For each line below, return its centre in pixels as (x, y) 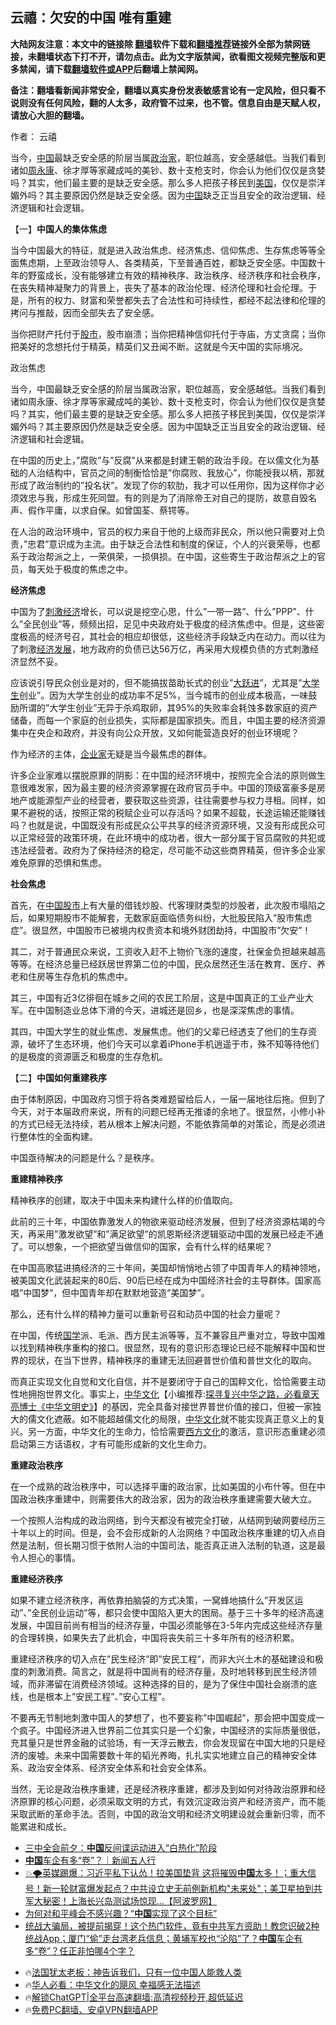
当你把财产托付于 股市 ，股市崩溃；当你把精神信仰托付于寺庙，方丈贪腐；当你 (168, 334)
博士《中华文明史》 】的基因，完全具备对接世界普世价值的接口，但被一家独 (170, 1406)
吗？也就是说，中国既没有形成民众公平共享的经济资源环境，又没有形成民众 (163, 825)
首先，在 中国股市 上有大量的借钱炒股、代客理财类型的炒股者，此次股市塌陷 (163, 905)
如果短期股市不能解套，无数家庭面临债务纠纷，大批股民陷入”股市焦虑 (170, 917)
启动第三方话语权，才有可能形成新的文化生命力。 (111, 1444)
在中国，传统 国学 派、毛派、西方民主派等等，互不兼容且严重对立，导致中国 (163, 1335)
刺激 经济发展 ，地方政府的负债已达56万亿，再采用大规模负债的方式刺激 (164, 649)
